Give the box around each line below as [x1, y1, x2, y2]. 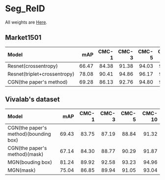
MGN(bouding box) [7, 158, 53, 165]
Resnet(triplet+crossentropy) [7, 70, 75, 77]
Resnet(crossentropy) [7, 62, 58, 69]
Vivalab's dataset [5, 95, 60, 104]
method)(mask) [7, 150, 44, 157]
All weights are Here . [5, 19, 48, 25]
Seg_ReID [5, 3, 45, 14]
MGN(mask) [7, 167, 36, 174]
